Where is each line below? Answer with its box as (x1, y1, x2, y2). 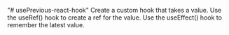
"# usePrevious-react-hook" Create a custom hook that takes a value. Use (7, 6, 222, 14)
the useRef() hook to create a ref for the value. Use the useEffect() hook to (7, 13, 223, 22)
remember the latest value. (7, 21, 85, 29)
